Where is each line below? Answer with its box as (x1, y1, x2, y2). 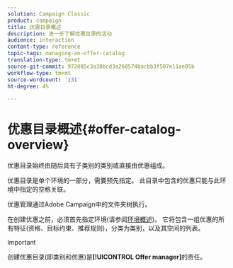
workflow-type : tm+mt (7, 69, 72, 76)
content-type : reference (7, 43, 81, 50)
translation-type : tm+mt (7, 57, 81, 64)
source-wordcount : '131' (7, 76, 81, 83)
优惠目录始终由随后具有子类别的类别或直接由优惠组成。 (7, 161, 169, 170)
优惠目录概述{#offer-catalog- (7, 122, 182, 138)
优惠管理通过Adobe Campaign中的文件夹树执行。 (7, 200, 152, 209)
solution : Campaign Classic (7, 10, 91, 18)
